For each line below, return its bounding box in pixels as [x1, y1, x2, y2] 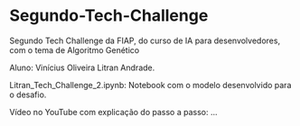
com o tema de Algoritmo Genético [9, 44, 140, 55]
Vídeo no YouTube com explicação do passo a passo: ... [9, 106, 219, 117]
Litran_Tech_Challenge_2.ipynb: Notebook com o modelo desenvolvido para [9, 79, 292, 90]
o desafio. [9, 89, 47, 100]
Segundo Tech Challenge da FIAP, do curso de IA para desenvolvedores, [9, 35, 281, 46]
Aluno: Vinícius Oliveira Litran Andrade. [9, 62, 155, 73]
